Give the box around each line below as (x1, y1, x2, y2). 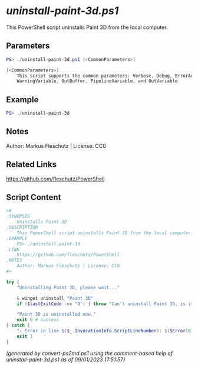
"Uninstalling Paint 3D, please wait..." (16, 284, 120, 290)
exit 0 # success (16, 317, 60, 323)
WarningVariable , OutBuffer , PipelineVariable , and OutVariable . (16, 78, 181, 84)
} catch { (6, 322, 31, 329)
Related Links (6, 160, 57, 170)
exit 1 (16, 333, 33, 339)
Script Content (6, 192, 61, 202)
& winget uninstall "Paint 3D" (16, 295, 94, 301)
